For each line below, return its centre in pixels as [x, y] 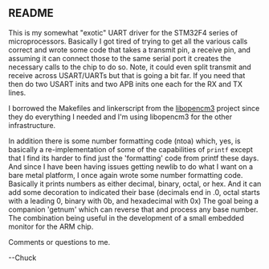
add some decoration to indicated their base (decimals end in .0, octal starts [134, 192]
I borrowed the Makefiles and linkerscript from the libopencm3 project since [134, 108]
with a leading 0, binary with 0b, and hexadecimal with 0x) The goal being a [134, 201]
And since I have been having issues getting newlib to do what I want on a [131, 166]
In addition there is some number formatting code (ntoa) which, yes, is [124, 141]
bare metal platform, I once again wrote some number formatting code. [126, 175]
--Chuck [22, 258]
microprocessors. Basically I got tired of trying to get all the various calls [128, 41]
